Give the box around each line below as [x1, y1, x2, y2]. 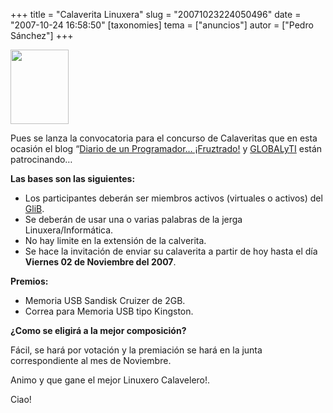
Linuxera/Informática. [24, 224, 114, 236]
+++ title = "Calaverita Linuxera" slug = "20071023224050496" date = [10, 9, 302, 20]
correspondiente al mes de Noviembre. [10, 355, 172, 366]
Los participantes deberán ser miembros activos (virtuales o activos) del [24, 192, 323, 204]
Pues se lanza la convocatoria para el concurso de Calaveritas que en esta [10, 132, 318, 144]
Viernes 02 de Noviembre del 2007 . [24, 256, 177, 268]
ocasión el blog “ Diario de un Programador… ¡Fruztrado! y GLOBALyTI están [10, 143, 323, 154]
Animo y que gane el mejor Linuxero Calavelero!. [10, 374, 211, 386]
